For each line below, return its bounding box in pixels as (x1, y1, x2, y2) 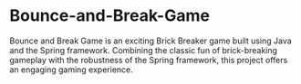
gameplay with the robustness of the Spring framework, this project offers (9, 54, 288, 65)
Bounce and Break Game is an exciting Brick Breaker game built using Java (9, 35, 292, 46)
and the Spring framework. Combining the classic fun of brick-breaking (9, 44, 278, 55)
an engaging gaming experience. (9, 64, 134, 75)
